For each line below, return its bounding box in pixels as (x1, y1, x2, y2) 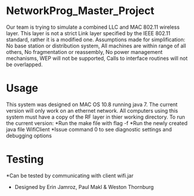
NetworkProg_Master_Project (6, 4, 155, 18)
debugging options (6, 132, 52, 139)
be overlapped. (6, 60, 43, 68)
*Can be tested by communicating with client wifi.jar (6, 172, 134, 179)
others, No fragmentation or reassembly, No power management (6, 48, 163, 55)
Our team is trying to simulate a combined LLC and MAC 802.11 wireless (6, 23, 180, 31)
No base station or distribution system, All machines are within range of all (6, 42, 186, 49)
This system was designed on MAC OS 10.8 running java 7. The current (6, 101, 178, 108)
